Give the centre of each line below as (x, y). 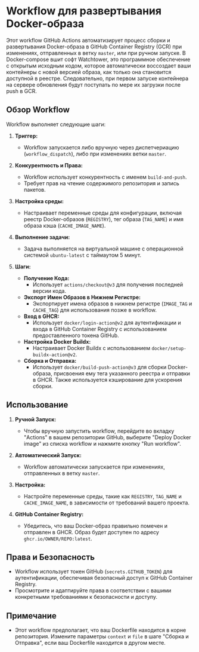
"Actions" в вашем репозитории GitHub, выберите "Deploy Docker (108, 437)
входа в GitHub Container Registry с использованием (99, 329)
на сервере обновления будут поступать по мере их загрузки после (93, 84)
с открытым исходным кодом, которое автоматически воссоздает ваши (99, 65)
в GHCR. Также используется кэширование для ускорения (108, 379)
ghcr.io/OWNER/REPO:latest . (58, 538)
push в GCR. (22, 91)
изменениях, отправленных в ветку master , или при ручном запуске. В (96, 53)
